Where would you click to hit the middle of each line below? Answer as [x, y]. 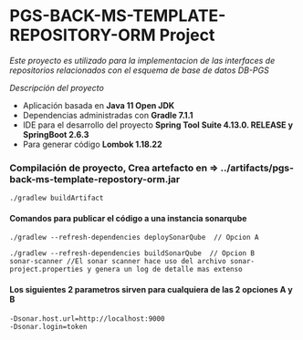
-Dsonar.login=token [49, 326]
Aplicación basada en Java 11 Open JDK [99, 105]
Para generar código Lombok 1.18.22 [92, 144]
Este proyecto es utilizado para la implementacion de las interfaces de [142, 60]
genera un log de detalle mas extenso [169, 270]
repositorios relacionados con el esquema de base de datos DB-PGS [139, 70]
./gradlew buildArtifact [57, 198]
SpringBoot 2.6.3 [56, 134]
